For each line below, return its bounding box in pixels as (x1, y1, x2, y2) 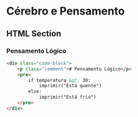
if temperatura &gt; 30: (28, 77, 91, 83)
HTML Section (6, 28, 62, 39)
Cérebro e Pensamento (6, 4, 125, 18)
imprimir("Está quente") (38, 83, 102, 89)
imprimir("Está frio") (38, 94, 97, 101)
